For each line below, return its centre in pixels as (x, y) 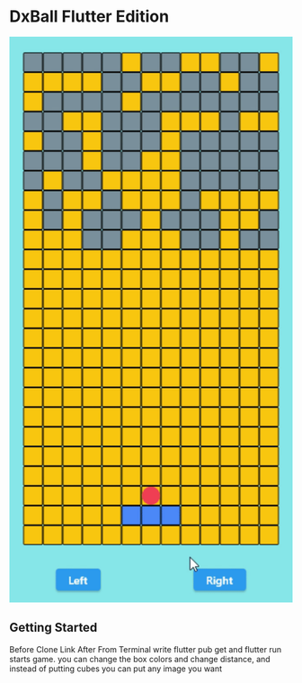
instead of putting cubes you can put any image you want (116, 669)
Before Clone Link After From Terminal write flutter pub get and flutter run (145, 649)
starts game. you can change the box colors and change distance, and (140, 659)
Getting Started (53, 628)
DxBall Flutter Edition (89, 17)
